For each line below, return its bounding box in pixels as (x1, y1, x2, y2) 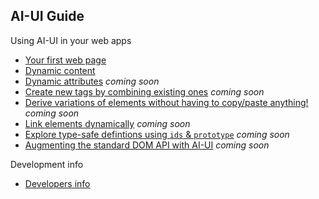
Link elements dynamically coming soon (24, 117, 191, 129)
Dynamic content (24, 64, 96, 76)
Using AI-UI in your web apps (10, 34, 132, 46)
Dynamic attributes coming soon (24, 75, 160, 87)
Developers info (24, 177, 91, 189)
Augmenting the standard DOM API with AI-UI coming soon (24, 139, 270, 151)
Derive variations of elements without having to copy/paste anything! (24, 96, 309, 108)
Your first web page (24, 54, 107, 66)
